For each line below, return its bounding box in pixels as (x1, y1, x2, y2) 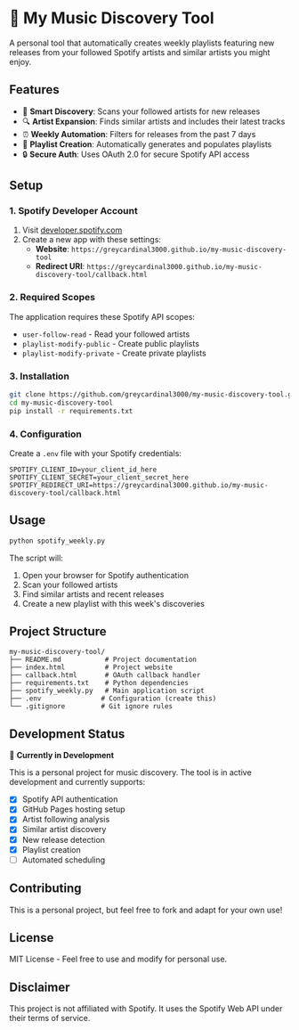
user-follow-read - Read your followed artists (21, 329, 190, 339)
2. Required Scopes (9, 291, 96, 304)
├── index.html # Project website (9, 663, 174, 672)
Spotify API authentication (21, 794, 118, 805)
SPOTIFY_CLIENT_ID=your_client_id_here (9, 465, 158, 474)
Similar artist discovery (21, 824, 107, 835)
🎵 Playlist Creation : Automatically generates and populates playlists (21, 138, 272, 150)
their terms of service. (9, 1013, 91, 1024)
